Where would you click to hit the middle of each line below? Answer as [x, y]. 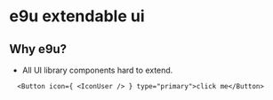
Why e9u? [38, 49]
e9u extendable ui [77, 16]
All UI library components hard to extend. [97, 70]
